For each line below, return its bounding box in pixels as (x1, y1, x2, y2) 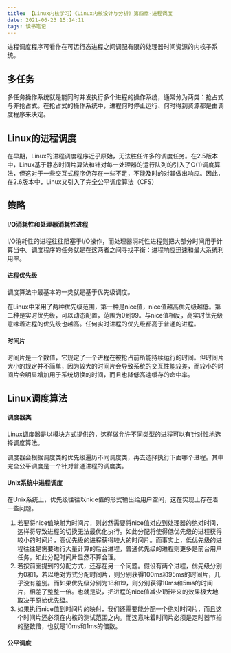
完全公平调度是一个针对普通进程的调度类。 (7, 462, 128, 470)
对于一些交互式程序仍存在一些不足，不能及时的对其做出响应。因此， (30, 169, 224, 177)
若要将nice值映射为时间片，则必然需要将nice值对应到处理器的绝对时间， (16, 518, 222, 527)
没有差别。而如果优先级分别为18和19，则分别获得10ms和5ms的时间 (23, 579, 213, 587)
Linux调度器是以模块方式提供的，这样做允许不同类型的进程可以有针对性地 (7, 430, 215, 438)
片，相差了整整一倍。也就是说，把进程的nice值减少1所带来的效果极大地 (16, 587, 219, 596)
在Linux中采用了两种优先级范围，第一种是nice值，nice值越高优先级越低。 (7, 302, 215, 311)
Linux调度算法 (7, 393, 67, 404)
